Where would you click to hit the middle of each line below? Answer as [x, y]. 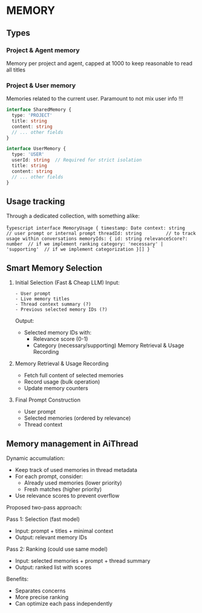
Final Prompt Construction [47, 400]
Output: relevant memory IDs [51, 537]
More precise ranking [41, 597]
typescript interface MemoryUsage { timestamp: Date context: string [96, 228]
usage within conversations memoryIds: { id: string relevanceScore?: [97, 239]
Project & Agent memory [43, 50]
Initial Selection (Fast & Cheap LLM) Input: [67, 283]
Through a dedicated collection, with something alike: [73, 216]
